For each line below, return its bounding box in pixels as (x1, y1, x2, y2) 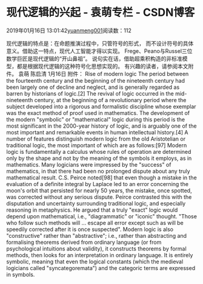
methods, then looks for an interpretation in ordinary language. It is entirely (6, 251, 193, 258)
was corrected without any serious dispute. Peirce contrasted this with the (6, 193, 192, 201)
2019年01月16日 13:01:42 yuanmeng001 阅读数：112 (6, 27, 131, 34)
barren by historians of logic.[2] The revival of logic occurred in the (6, 89, 175, 97)
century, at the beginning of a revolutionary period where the (34, 96, 187, 103)
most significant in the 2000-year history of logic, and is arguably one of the (6, 122, 197, 130)
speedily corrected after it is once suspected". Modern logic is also (6, 226, 174, 233)
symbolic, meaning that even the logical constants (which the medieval (6, 258, 184, 265)
